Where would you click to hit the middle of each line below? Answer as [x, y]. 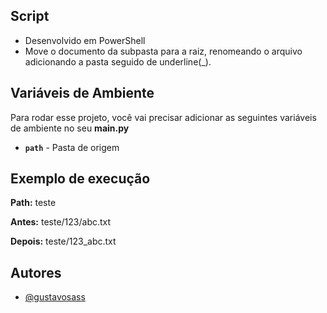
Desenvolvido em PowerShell [85, 40]
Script [30, 16]
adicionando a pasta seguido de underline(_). [118, 61]
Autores [36, 272]
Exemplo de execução [80, 179]
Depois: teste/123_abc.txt [63, 241]
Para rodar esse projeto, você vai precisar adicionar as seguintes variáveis [163, 117]
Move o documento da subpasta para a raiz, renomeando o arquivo [163, 51]
